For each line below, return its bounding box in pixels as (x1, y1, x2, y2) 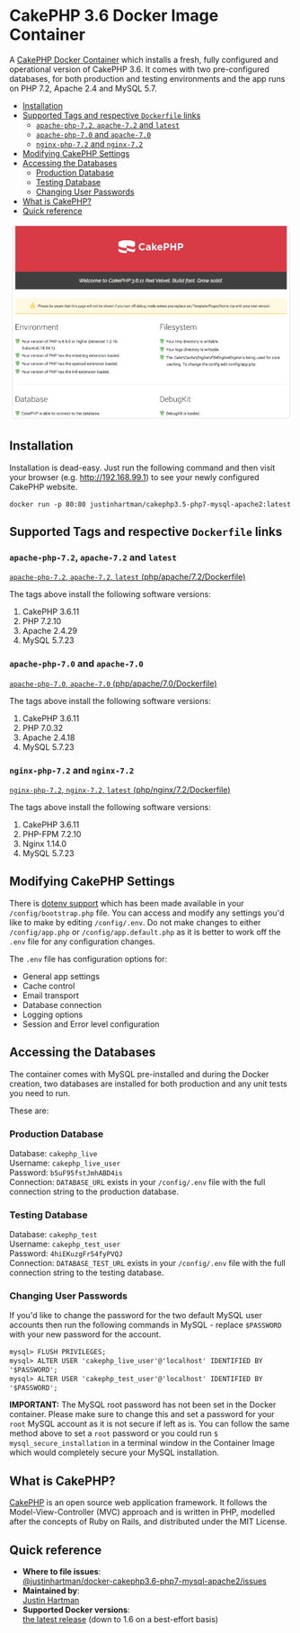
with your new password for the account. (9, 1329, 162, 1340)
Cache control (22, 980, 75, 991)
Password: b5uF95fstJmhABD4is (9, 1166, 123, 1178)
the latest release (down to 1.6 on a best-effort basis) (22, 1614, 218, 1625)
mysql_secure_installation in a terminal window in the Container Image (9, 1438, 276, 1449)
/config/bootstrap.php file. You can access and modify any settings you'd (9, 907, 285, 918)
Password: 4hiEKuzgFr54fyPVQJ (9, 1248, 123, 1259)
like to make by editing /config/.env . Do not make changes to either (9, 916, 261, 927)
